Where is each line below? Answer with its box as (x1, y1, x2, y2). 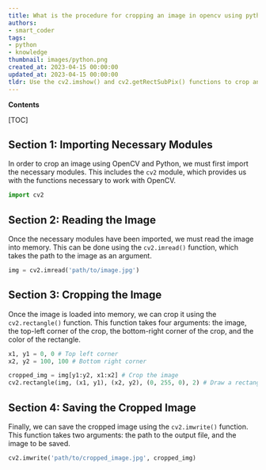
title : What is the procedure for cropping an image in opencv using (8, 11, 243, 20)
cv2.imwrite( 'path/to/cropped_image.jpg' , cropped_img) (8, 454, 196, 462)
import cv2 (8, 191, 44, 199)
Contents (8, 100, 40, 109)
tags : (8, 33, 26, 42)
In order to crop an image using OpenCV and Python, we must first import (8, 159, 249, 169)
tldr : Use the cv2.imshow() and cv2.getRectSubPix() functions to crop (8, 78, 249, 86)
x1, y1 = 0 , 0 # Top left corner (8, 350, 119, 357)
